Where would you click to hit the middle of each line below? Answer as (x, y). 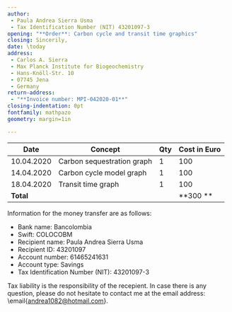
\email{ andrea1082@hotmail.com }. (58, 301)
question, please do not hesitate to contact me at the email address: (106, 293)
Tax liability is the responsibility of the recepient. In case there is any (107, 285)
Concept (105, 149)
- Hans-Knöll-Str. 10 (42, 73)
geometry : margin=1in (39, 119)
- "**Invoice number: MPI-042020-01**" (69, 100)
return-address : (31, 93)
